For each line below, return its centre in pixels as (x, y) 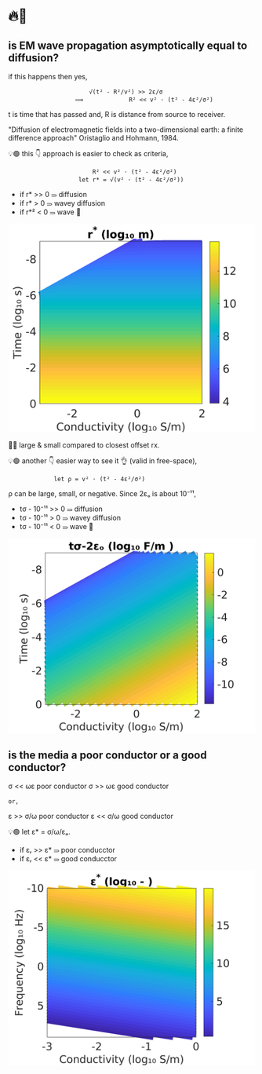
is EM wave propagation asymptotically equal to (128, 45)
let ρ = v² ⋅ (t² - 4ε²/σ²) (100, 479)
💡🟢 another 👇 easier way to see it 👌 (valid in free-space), (103, 460)
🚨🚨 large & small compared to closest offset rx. (84, 445)
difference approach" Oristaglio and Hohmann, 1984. (93, 138)
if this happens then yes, (48, 77)
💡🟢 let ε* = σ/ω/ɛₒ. (39, 832)
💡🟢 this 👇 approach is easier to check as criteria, (88, 153)
